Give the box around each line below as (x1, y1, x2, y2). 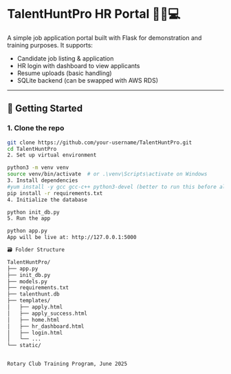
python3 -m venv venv (7, 164, 69, 172)
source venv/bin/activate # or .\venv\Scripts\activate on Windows (7, 171, 208, 178)
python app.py (7, 227, 48, 235)
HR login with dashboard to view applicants (16, 61, 140, 70)
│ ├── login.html (7, 329, 63, 336)
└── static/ (7, 342, 41, 349)
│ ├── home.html (7, 316, 60, 323)
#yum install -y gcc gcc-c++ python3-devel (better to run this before (7, 183, 217, 190)
